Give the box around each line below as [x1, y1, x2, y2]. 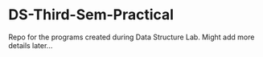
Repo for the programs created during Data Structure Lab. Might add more [8, 32, 255, 42]
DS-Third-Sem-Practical [8, 6, 175, 24]
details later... [8, 40, 53, 50]
